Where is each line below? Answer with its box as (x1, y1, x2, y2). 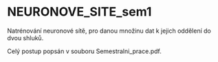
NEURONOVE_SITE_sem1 (7, 4, 152, 20)
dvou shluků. (7, 33, 44, 42)
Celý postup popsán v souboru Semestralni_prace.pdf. (7, 47, 162, 55)
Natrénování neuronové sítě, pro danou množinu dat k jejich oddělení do (7, 27, 211, 35)
